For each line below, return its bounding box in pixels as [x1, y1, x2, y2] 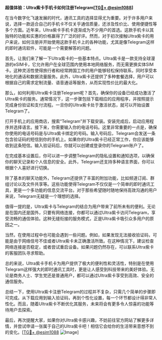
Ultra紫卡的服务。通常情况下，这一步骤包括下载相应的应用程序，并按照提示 [5, 96, 154, 102]
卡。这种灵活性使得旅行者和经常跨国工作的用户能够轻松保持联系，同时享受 [5, 68, 153, 73]
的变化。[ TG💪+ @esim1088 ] [5, 329, 79, 335]
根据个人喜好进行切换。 [5, 165, 52, 171]
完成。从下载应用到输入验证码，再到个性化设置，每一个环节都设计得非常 [9, 295, 153, 300]
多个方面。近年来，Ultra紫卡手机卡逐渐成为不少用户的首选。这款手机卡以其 [5, 27, 154, 33]
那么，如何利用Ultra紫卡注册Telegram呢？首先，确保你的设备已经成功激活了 [5, 90, 156, 96]
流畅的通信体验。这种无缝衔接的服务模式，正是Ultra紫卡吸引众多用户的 [9, 216, 150, 222]
